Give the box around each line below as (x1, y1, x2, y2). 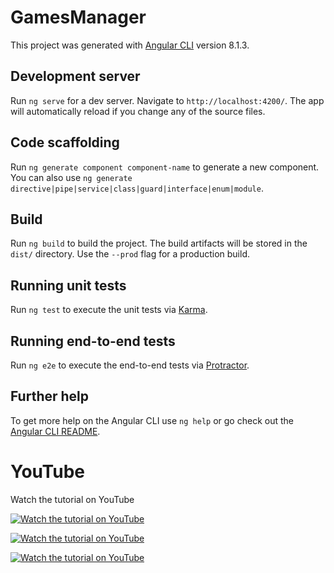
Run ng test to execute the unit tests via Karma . (10, 304, 208, 316)
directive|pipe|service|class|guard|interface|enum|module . (10, 182, 264, 194)
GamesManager (10, 6, 147, 29)
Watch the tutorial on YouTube (10, 493, 135, 505)
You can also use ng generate (10, 171, 133, 183)
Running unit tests (10, 277, 127, 294)
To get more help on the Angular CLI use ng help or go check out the (10, 414, 294, 426)
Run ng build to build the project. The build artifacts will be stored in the (10, 237, 308, 250)
